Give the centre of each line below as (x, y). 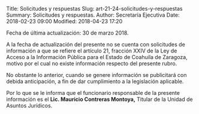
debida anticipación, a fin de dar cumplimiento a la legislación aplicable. (95, 81)
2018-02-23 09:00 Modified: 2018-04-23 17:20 (64, 21)
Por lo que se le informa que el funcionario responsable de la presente (93, 93)
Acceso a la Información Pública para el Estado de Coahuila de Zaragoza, (97, 57)
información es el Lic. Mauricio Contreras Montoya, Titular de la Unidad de (99, 99)
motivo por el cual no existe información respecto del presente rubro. (92, 63)
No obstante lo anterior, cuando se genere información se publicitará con (97, 75)
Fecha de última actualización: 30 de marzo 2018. (67, 33)
